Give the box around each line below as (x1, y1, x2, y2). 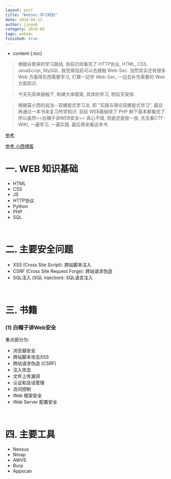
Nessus (12, 446, 29, 452)
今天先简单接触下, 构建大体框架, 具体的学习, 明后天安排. (17, 91, 135, 97)
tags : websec (5, 31, 33, 36)
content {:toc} (12, 50, 43, 57)
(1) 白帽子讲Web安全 (5, 324, 56, 331)
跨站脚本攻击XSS (12, 354, 49, 360)
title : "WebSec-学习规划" (5, 12, 58, 17)
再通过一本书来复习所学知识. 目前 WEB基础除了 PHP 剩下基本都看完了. (17, 108, 167, 115)
